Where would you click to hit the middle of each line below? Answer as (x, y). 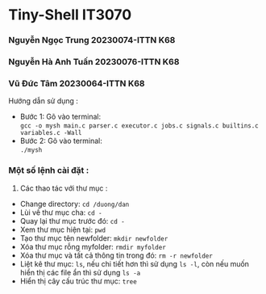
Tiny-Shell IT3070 (70, 15)
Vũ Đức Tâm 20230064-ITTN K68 (77, 83)
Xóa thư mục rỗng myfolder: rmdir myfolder (93, 246)
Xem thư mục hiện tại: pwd (63, 229)
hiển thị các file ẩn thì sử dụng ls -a (80, 272)
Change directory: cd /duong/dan (75, 204)
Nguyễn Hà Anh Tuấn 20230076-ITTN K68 (94, 62)
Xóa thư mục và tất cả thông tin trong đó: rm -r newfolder (116, 255)
